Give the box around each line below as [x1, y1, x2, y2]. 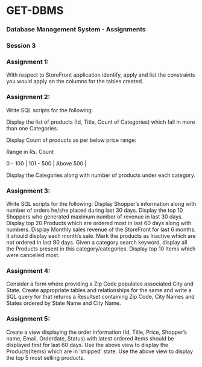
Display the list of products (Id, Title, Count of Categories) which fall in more [6, 118, 195, 126]
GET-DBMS [6, 4, 64, 18]
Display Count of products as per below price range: [6, 136, 137, 144]
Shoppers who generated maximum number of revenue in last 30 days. [6, 212, 183, 220]
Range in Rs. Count [6, 148, 54, 155]
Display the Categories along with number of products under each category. [6, 171, 196, 179]
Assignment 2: [6, 93, 50, 101]
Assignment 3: [6, 187, 51, 195]
